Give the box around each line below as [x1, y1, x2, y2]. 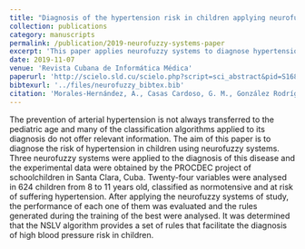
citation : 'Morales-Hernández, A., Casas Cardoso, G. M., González [9, 89, 271, 98]
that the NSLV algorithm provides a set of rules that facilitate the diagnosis [9, 219, 288, 231]
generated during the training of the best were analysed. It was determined [9, 210, 290, 221]
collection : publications [9, 22, 107, 31]
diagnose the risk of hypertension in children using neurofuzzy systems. [9, 142, 280, 154]
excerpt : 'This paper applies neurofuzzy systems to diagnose [9, 47, 250, 56]
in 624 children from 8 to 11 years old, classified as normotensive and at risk [9, 181, 293, 192]
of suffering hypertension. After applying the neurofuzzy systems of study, [9, 191, 289, 202]
